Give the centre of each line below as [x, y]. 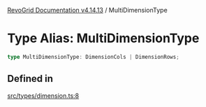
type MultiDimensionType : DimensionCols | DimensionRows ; [93, 57]
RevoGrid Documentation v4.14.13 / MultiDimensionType [87, 10]
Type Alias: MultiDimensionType [103, 38]
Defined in [30, 79]
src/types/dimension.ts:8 [43, 95]
